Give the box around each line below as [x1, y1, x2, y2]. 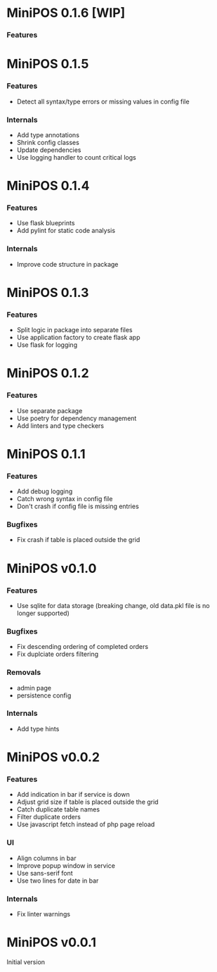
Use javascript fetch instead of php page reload [16, 820, 155, 828]
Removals [6, 667, 41, 677]
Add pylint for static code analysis [16, 227, 116, 235]
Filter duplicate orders [16, 813, 81, 821]
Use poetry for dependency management [16, 414, 137, 422]
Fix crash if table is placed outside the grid [16, 536, 140, 544]
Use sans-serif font [16, 869, 73, 877]
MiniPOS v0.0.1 [6, 935, 96, 951]
